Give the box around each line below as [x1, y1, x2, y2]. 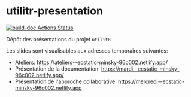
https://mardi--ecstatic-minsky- [101, 65, 180, 72]
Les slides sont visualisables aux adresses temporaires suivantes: [6, 47, 169, 54]
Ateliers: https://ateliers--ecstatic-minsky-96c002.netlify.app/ [14, 59, 168, 66]
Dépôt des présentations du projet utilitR [6, 35, 111, 43]
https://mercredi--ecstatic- [117, 78, 185, 85]
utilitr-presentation [6, 4, 104, 18]
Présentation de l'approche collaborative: [14, 78, 117, 85]
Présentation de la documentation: [14, 65, 100, 72]
